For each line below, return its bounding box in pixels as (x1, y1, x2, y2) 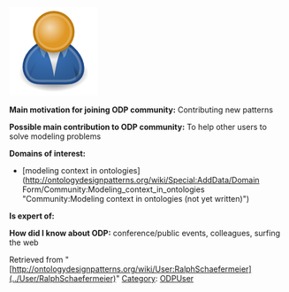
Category (121, 273, 156, 283)
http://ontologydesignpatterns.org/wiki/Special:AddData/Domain (25, 175, 260, 185)
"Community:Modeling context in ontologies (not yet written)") (21, 194, 250, 204)
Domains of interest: (9, 149, 86, 158)
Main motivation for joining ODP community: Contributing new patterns (9, 104, 274, 115)
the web (9, 237, 39, 248)
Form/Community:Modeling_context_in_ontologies (21, 184, 205, 195)
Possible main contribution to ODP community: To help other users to (9, 122, 268, 132)
